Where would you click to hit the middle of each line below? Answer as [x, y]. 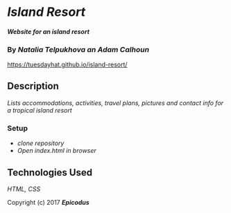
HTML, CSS [24, 189]
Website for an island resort [49, 31]
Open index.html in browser [57, 151]
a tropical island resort [40, 110]
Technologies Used [50, 173]
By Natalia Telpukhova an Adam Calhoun [78, 49]
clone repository [41, 143]
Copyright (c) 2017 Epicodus [49, 202]
